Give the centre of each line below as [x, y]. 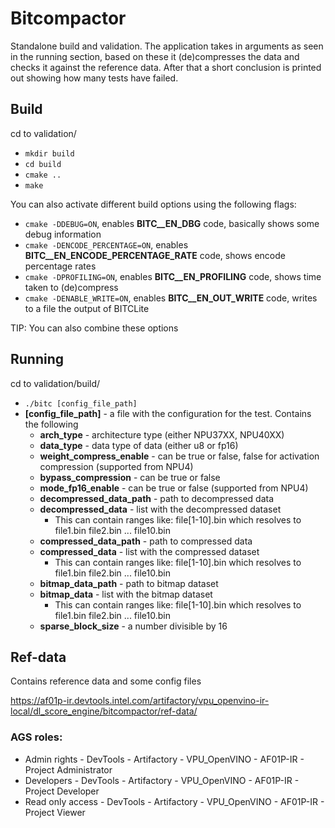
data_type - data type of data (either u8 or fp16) [139, 445]
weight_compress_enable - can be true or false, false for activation [179, 456]
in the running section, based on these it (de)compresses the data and [155, 56]
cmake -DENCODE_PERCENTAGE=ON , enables [106, 244]
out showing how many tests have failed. [94, 78]
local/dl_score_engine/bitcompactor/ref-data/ [104, 711]
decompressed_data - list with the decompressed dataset [160, 509]
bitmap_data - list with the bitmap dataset [126, 594]
